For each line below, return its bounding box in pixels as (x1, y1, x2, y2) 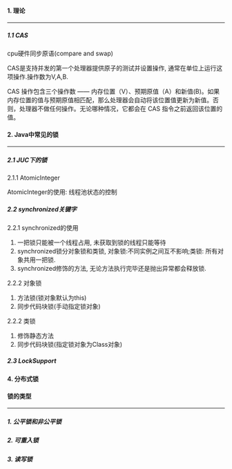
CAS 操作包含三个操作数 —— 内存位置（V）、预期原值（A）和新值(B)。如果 (7, 87, 220, 96)
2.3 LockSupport (7, 356, 57, 365)
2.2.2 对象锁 (7, 279, 42, 287)
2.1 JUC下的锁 (7, 155, 48, 164)
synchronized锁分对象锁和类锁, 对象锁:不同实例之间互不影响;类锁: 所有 (17, 247, 218, 256)
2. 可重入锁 (7, 436, 39, 445)
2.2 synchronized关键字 (7, 204, 77, 213)
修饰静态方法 (17, 332, 54, 340)
